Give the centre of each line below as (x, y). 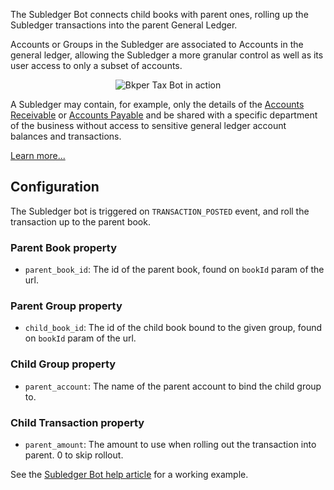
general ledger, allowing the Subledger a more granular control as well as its (167, 55)
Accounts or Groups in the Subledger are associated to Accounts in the (157, 44)
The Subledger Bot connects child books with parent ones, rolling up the (159, 14)
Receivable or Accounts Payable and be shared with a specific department (164, 115)
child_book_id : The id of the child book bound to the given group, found (173, 328)
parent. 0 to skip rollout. (74, 455)
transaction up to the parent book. (80, 221)
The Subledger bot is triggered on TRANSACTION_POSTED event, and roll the (160, 211)
